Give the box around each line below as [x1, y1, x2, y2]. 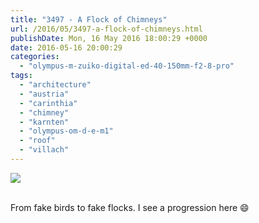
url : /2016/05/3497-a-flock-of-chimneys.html [10, 24, 203, 34]
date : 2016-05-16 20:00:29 [10, 42, 123, 53]
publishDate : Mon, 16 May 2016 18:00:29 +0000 [10, 33, 208, 43]
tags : [10, 71, 33, 81]
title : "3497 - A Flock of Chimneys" [10, 14, 168, 25]
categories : [10, 52, 60, 62]
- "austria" [19, 89, 70, 99]
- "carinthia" [19, 98, 78, 108]
